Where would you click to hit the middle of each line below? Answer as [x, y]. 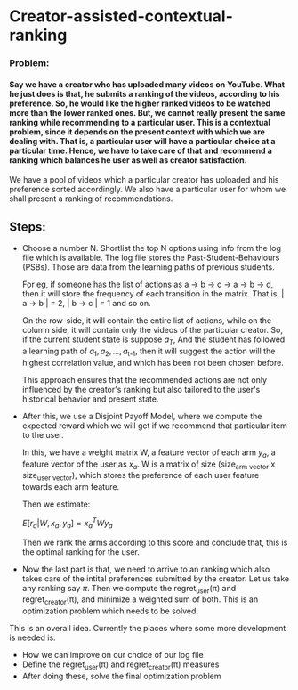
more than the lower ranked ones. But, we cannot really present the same [147, 112]
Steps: [28, 227]
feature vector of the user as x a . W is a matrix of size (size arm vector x [149, 465]
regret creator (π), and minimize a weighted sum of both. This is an [140, 601]
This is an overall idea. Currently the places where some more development [148, 629]
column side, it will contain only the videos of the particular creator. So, [152, 330]
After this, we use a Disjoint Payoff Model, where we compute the [142, 416]
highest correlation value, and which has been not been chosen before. [153, 362]
